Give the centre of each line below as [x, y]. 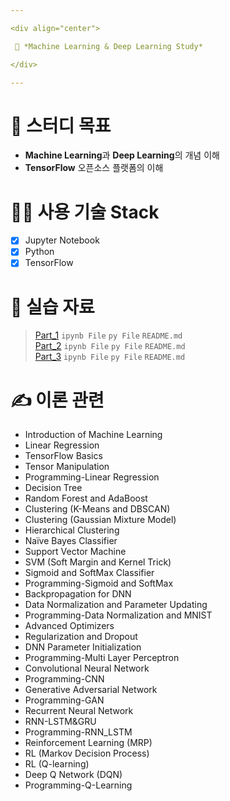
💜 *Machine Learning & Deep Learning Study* [108, 46]
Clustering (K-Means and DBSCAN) [97, 509]
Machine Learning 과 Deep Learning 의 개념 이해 [122, 155]
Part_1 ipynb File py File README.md [108, 335]
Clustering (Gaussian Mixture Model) [100, 520]
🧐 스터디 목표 [61, 125]
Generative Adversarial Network [91, 690]
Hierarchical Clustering [72, 530]
